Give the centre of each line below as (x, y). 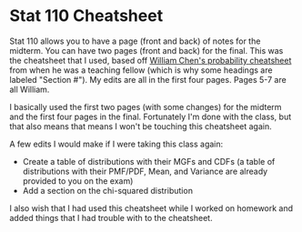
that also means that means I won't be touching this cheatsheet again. (141, 126)
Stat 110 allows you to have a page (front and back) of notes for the (135, 41)
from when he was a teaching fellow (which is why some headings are (141, 70)
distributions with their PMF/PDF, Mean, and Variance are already (145, 171)
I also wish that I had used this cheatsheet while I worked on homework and (151, 208)
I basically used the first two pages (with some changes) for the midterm (146, 106)
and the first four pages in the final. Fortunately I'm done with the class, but (151, 116)
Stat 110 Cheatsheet (86, 16)
